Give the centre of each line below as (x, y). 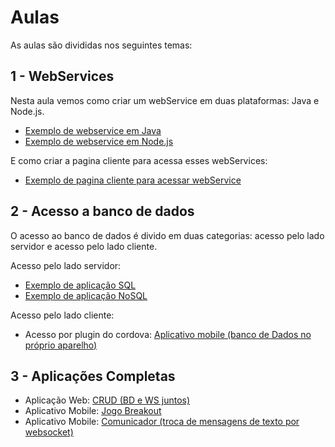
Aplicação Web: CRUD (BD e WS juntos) (107, 400)
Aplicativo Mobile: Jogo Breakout (93, 411)
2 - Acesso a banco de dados (102, 211)
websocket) (49, 432)
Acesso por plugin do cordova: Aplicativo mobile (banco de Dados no (168, 334)
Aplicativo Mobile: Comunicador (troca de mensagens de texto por (162, 422)
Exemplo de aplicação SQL (80, 285)
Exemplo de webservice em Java (93, 130)
